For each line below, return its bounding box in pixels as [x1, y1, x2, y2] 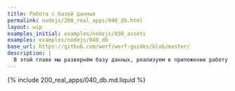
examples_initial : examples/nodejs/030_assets [7, 30, 146, 37]
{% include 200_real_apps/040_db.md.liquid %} [7, 75, 146, 84]
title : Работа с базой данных [7, 10, 96, 18]
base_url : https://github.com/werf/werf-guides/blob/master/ [7, 43, 191, 50]
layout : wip [7, 23, 42, 30]
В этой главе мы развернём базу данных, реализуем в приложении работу [13, 56, 229, 63]
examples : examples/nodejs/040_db [7, 37, 109, 44]
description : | [7, 50, 52, 57]
